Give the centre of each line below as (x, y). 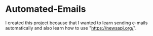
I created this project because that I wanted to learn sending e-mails (76, 23)
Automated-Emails (46, 9)
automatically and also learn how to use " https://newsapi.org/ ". (71, 28)
